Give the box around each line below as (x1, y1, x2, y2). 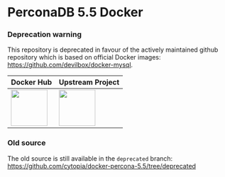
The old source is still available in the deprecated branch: (7, 154, 173, 163)
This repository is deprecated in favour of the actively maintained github (7, 45, 219, 54)
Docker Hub (11, 77, 53, 87)
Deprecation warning (7, 30, 82, 40)
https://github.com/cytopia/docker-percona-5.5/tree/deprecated (7, 161, 197, 170)
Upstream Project (59, 77, 120, 87)
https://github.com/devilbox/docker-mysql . (7, 61, 133, 69)
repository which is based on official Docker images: (7, 53, 161, 62)
